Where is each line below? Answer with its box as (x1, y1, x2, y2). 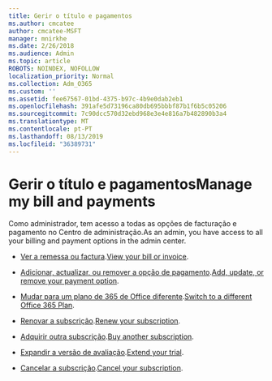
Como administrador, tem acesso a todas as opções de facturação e (8, 219, 237, 229)
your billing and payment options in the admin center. (8, 236, 187, 246)
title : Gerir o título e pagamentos (8, 11, 132, 20)
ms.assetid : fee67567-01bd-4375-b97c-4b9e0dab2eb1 (8, 95, 183, 103)
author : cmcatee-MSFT (8, 27, 82, 35)
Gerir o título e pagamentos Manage (8, 175, 253, 193)
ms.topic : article (8, 58, 71, 66)
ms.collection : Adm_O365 (8, 79, 93, 88)
